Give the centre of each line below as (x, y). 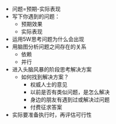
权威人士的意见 (49, 84)
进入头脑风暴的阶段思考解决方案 (52, 69)
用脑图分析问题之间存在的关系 (49, 47)
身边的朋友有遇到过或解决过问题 (70, 100)
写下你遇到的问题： (36, 16)
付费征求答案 (46, 107)
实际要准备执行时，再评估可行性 (52, 115)
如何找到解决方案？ (45, 77)
